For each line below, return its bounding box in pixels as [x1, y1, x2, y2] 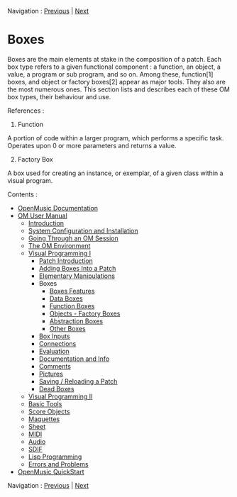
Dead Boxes [38, 384, 75, 393]
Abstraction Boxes [49, 316, 104, 325]
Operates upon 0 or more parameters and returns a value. [7, 141, 177, 150]
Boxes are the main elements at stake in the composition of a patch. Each [7, 55, 222, 63]
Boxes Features [49, 286, 95, 295]
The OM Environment [28, 241, 91, 250]
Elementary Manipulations [38, 272, 116, 280]
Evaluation [38, 347, 70, 355]
